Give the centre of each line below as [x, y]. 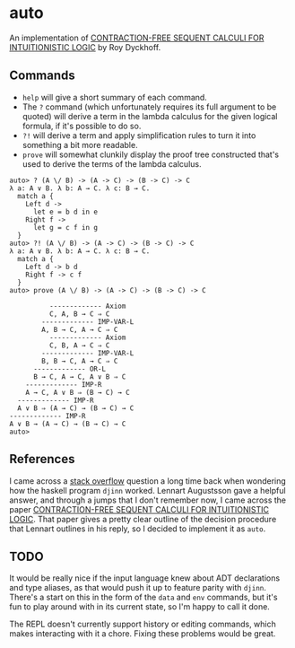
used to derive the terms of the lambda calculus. [112, 163]
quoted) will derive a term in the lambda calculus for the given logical [150, 116]
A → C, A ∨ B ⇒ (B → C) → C [78, 392]
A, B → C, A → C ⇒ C [80, 329]
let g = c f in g [65, 227]
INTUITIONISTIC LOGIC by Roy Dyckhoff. [85, 47]
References [42, 459]
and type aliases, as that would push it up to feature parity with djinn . [138, 588]
